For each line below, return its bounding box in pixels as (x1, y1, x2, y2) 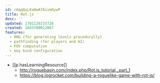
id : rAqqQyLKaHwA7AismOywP (5, 7, 61, 12)
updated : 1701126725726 (5, 21, 54, 26)
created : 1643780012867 (5, 26, 54, 30)
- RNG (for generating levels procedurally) (9, 35, 102, 40)
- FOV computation (9, 44, 48, 49)
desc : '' (5, 16, 23, 21)
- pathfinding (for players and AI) (9, 39, 85, 44)
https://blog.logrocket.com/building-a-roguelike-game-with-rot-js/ (19, 72, 155, 78)
